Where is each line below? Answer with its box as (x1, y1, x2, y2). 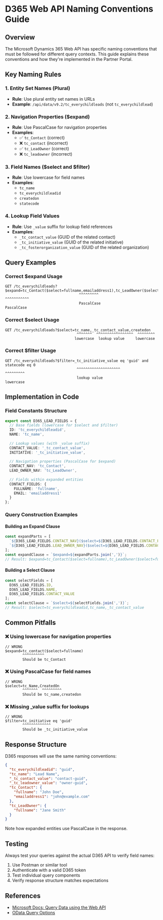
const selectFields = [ (5, 578, 53, 583)
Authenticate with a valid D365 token (12, 867, 86, 873)
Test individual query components (12, 872, 81, 878)
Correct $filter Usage (5, 347, 56, 354)
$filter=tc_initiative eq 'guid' (5, 719, 73, 724)
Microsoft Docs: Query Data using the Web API (12, 904, 106, 910)
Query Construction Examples (5, 512, 78, 518)
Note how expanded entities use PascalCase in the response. (5, 826, 128, 832)
